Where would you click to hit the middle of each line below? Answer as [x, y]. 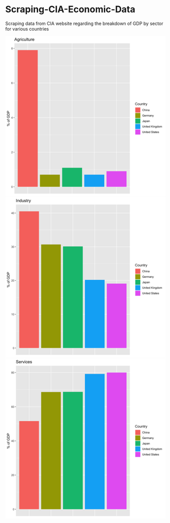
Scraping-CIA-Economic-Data [70, 9]
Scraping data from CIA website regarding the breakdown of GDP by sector [84, 23]
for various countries [27, 28]
